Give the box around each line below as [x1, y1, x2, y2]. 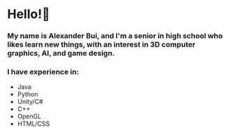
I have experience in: [7, 67, 79, 77]
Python [17, 90, 38, 99]
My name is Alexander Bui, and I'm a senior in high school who [7, 31, 223, 41]
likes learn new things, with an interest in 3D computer [7, 40, 196, 49]
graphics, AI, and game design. [7, 49, 115, 58]
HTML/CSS [17, 119, 50, 128]
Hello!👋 [7, 6, 50, 22]
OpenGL [17, 112, 42, 121]
